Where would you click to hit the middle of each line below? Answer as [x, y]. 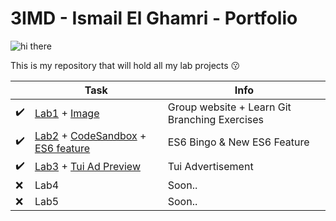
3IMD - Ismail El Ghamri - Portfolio [154, 18]
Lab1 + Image [67, 113]
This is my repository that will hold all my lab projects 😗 [125, 65]
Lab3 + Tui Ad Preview [87, 167]
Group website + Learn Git [229, 107]
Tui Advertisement [210, 167]
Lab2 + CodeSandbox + [90, 135]
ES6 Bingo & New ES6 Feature [238, 142]
